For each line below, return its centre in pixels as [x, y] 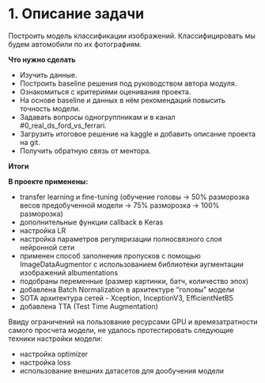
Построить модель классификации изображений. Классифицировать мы [132, 36]
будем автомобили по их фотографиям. [75, 44]
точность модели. [50, 109]
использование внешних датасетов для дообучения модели [121, 370]
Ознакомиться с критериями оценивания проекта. [105, 91]
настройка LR [43, 230]
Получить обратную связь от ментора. [85, 151]
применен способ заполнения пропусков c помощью [110, 255]
